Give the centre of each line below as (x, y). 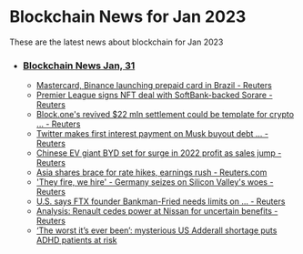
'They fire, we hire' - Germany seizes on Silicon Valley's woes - (155, 182)
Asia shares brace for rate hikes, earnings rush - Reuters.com (151, 173)
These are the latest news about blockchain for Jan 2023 (116, 42)
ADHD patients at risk (76, 240)
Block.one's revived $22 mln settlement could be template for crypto (165, 115)
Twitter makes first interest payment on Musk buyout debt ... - (152, 134)
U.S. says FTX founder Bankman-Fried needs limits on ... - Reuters (161, 201)
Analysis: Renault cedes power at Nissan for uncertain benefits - (157, 211)
